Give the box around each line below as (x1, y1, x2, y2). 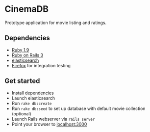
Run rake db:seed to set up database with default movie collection (11, 106, 146, 111)
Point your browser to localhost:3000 (11, 121, 87, 127)
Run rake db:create (11, 100, 52, 106)
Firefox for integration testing (11, 62, 71, 68)
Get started (4, 77, 40, 85)
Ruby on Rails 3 (11, 52, 44, 58)
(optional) (11, 110, 31, 116)
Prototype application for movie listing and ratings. (4, 20, 107, 26)
